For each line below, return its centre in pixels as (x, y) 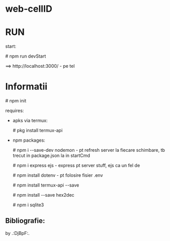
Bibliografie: (25, 221)
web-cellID (29, 9)
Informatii (26, 87)
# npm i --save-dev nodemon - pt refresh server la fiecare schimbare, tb (89, 150)
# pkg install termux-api (37, 130)
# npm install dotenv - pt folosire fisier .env (58, 175)
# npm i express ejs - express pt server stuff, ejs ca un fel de (76, 166)
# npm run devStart (26, 56)
